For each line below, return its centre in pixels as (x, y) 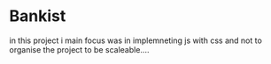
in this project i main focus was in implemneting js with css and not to (136, 40)
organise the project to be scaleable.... (79, 49)
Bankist (38, 16)
